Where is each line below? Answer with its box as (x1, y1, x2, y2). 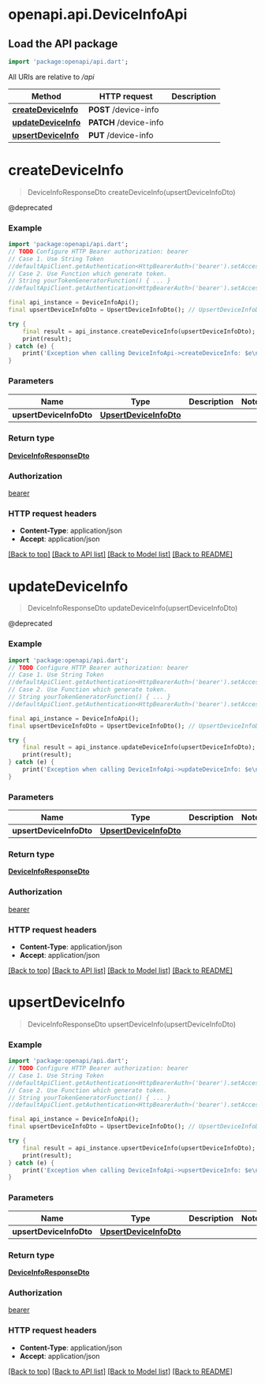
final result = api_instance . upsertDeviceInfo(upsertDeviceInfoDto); (22, 1144, 256, 1152)
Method (31, 91, 62, 102)
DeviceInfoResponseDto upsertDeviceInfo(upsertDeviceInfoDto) (27, 1019, 237, 1029)
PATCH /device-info (88, 117, 164, 128)
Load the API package (8, 37, 118, 50)
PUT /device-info (88, 129, 154, 140)
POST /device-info (88, 104, 159, 115)
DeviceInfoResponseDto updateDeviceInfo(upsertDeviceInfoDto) (27, 604, 238, 613)
